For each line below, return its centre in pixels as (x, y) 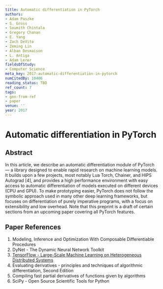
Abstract (19, 153)
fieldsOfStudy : (21, 64)
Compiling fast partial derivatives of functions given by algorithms (79, 276)
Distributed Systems (33, 260)
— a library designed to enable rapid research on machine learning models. (81, 170)
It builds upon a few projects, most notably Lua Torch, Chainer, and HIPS (79, 175)
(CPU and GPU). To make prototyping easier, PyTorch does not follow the (79, 191)
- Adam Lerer (18, 60)
